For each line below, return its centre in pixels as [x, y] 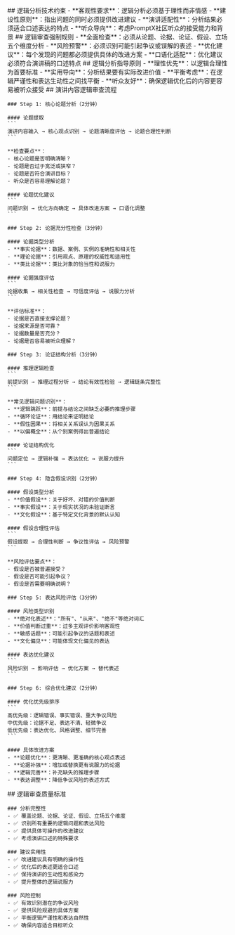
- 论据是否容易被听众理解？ [42, 341]
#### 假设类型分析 [31, 492]
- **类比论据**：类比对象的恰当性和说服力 [61, 264]
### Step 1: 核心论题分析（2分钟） [54, 104]
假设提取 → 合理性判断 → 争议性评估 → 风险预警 [68, 542]
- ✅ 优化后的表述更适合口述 [43, 867]
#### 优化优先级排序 [34, 702]
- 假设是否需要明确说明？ [39, 584]
